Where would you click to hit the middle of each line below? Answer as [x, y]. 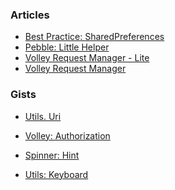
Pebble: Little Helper [67, 47]
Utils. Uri [43, 116]
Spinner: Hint [52, 155]
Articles [30, 15]
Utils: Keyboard [56, 174]
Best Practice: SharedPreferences [94, 37]
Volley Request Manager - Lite [87, 58]
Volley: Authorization [67, 135]
